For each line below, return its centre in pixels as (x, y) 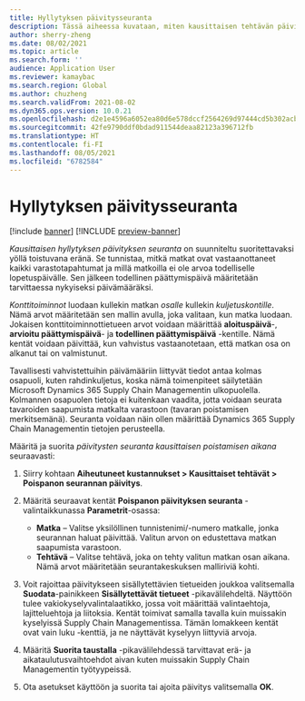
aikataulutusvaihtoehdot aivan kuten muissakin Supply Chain (136, 660)
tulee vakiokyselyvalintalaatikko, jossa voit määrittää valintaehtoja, (146, 604)
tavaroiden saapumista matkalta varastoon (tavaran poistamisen (129, 410)
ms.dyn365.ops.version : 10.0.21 (70, 111)
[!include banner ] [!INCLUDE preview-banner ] (95, 232)
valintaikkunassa (54, 510)
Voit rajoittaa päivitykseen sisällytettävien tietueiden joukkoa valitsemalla (158, 584)
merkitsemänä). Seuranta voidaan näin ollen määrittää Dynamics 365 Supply (152, 420)
